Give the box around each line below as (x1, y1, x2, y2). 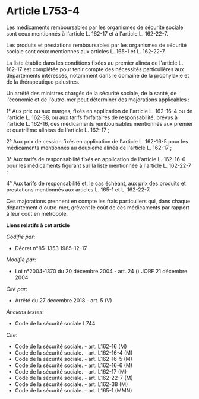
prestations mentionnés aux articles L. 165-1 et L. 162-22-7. (6, 186, 151, 193)
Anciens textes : (6, 308, 45, 315)
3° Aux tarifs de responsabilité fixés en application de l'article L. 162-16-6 (6, 155, 186, 162)
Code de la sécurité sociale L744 (14, 320, 96, 327)
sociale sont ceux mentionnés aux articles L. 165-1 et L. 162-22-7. (6, 47, 166, 55)
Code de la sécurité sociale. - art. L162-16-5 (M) (14, 355, 132, 362)
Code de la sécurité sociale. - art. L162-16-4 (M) (14, 349, 133, 356)
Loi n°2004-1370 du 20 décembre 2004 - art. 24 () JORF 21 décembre (14, 267, 188, 274)
